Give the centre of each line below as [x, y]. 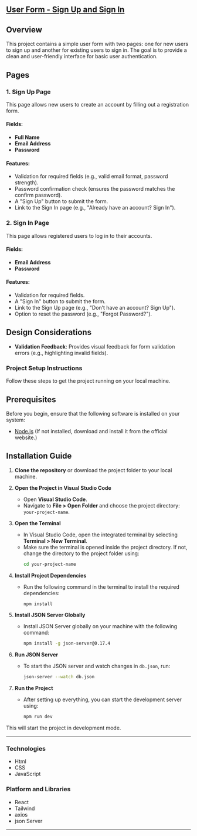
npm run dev [38, 717]
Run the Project [34, 688]
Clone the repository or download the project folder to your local [93, 470]
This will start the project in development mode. [64, 728]
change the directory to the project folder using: [81, 553]
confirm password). [38, 195]
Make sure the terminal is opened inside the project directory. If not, [105, 547]
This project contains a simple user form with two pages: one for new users [97, 44]
